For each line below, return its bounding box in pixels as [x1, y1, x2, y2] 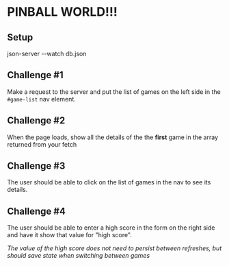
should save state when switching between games [7, 252, 150, 260]
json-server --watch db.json [7, 49, 87, 58]
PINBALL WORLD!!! [7, 4, 118, 20]
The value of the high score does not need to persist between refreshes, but [7, 244, 222, 252]
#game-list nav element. [7, 95, 77, 103]
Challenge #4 [7, 205, 66, 217]
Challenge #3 [7, 160, 66, 172]
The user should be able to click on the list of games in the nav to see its [7, 178, 211, 186]
